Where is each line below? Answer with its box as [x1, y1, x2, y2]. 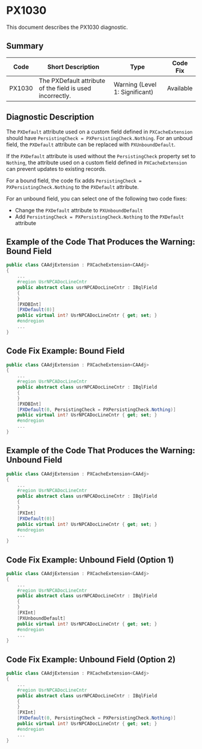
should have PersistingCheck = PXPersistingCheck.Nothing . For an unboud [6, 134, 193, 141]
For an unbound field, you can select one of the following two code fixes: [6, 195, 188, 202]
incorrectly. [38, 91, 71, 100]
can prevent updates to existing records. [6, 165, 106, 172]
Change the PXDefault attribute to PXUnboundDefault [14, 206, 143, 214]
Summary [6, 41, 44, 51]
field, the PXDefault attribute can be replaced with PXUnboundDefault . [6, 141, 176, 148]
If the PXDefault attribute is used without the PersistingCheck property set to [6, 152, 196, 159]
